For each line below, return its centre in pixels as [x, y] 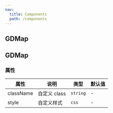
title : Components [28, 14]
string [78, 93]
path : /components [28, 19]
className [20, 93]
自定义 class [52, 94]
